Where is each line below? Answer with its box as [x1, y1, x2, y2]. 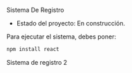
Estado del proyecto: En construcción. [16, 19, 126, 27]
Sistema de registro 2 [6, 58, 68, 66]
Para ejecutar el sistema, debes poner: [6, 32, 117, 41]
